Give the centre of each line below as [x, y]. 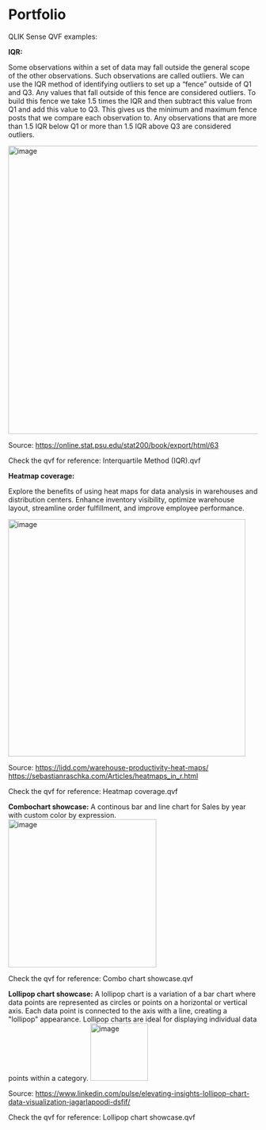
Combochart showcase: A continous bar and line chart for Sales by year [127, 807]
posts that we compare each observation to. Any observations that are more [133, 117]
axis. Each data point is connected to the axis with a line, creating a [118, 1010]
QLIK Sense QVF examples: [53, 36]
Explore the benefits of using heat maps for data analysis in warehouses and [133, 491]
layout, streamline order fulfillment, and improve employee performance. [126, 508]
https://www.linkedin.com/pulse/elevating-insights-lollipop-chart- [142, 1093]
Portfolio [37, 15]
